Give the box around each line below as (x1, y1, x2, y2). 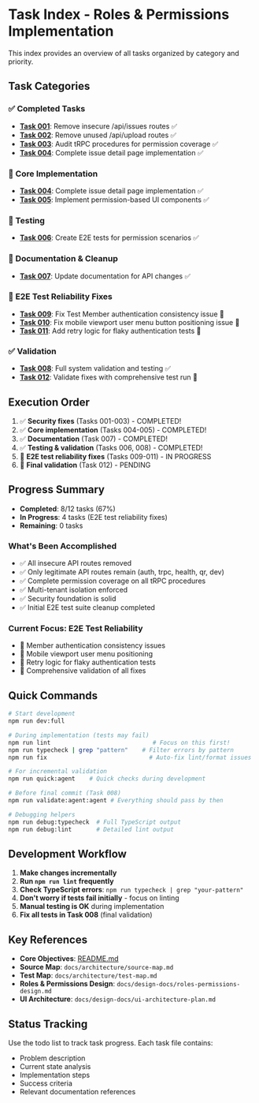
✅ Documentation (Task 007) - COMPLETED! (19, 434, 168, 443)
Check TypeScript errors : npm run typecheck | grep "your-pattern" (19, 885, 244, 895)
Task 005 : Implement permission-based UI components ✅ (19, 195, 210, 204)
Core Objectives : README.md (19, 954, 120, 963)
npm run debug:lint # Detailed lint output (8, 825, 175, 833)
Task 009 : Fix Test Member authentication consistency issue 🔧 (19, 309, 224, 319)
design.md (19, 988, 53, 996)
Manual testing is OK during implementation (19, 902, 165, 911)
